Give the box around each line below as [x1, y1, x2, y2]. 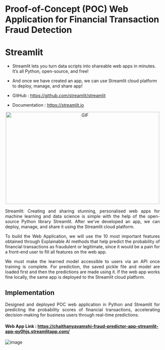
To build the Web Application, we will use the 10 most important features [5, 233, 160, 239]
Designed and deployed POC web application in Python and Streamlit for [5, 301, 160, 307]
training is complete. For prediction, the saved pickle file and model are [5, 264, 160, 270]
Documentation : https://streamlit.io [12, 102, 84, 108]
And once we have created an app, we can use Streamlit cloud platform [12, 78, 157, 84]
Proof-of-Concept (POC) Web [5, 3, 129, 15]
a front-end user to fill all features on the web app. [5, 249, 107, 255]
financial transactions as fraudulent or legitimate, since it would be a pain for [5, 244, 160, 250]
